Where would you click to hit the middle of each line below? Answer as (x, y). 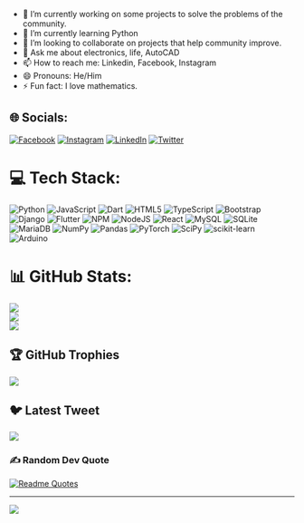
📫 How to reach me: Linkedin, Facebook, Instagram (119, 63)
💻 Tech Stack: (65, 178)
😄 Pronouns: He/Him (62, 76)
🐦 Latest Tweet (55, 410)
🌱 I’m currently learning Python (80, 33)
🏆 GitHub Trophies (65, 355)
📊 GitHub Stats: (71, 276)
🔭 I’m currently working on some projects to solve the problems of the (152, 14)
